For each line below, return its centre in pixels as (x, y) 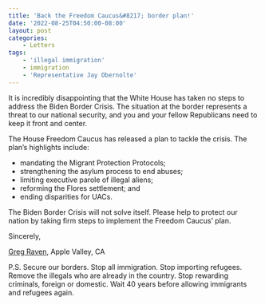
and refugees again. (41, 292)
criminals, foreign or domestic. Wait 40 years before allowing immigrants (128, 283)
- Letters (39, 46)
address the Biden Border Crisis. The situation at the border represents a (128, 106)
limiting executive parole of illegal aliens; (87, 180)
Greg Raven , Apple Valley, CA (57, 252)
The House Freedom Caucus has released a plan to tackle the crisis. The (128, 139)
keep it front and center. (48, 123)
